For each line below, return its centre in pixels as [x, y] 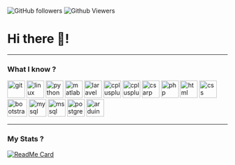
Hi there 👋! [38, 39]
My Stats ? [26, 139]
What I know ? [32, 69]
